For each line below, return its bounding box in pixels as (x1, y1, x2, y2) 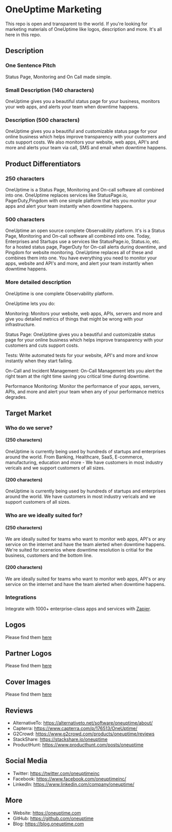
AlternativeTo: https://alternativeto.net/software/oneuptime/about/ (12, 720, 153, 726)
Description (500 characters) (5, 116, 80, 123)
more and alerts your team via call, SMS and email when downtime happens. (5, 145, 167, 151)
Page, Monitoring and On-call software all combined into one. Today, (5, 233, 151, 239)
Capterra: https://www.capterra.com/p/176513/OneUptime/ (12, 725, 138, 732)
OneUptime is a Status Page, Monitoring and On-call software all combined (5, 186, 164, 192)
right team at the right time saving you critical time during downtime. (5, 373, 150, 379)
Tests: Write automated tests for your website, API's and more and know (5, 352, 158, 358)
